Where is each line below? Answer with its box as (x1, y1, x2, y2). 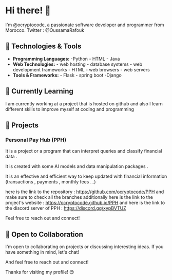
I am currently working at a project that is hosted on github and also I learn (5, 100, 163, 107)
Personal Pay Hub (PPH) (5, 136, 67, 143)
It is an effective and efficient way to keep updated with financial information (5, 173, 167, 179)
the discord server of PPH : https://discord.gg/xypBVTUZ (5, 205, 127, 211)
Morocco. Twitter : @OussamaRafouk (5, 27, 85, 33)
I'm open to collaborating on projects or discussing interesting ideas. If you (5, 244, 164, 250)
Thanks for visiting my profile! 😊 (5, 269, 74, 275)
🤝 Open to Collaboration (5, 230, 83, 238)
